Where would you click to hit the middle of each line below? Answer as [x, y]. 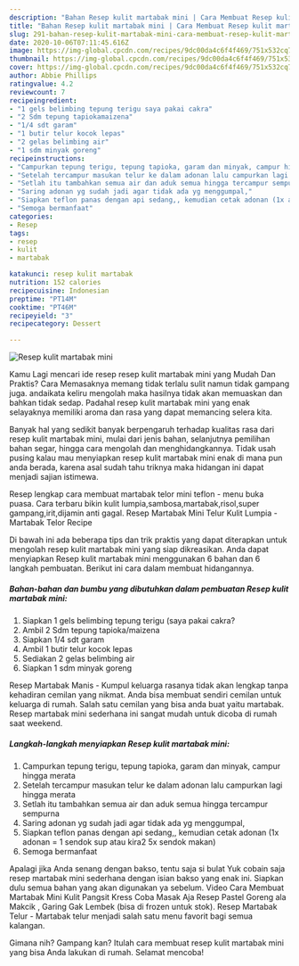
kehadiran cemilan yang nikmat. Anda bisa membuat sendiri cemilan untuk [145, 695]
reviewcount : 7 [37, 92]
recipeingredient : [43, 100]
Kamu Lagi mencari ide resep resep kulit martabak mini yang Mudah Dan [142, 375]
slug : [19, 34]
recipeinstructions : [48, 158]
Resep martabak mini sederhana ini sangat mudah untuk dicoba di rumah [143, 714]
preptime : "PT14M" [43, 299]
